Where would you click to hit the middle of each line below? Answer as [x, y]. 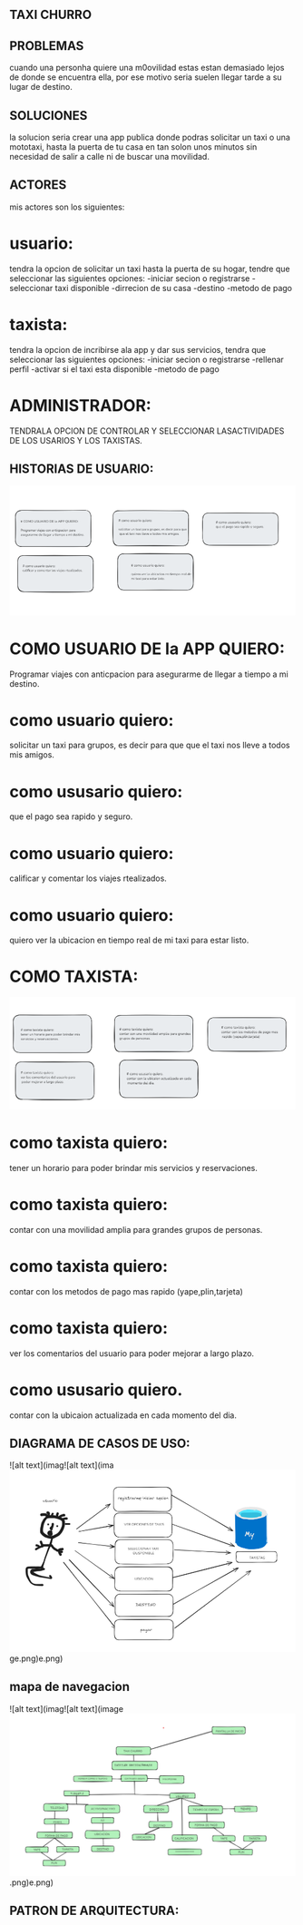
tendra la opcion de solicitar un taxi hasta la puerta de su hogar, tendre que [150, 269]
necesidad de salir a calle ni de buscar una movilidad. [110, 157]
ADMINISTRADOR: [80, 405]
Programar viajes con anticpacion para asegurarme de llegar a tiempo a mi [149, 674]
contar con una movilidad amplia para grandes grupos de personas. [136, 1229]
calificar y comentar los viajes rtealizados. [88, 878]
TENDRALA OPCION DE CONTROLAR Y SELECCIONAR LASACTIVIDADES [147, 431]
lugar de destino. [41, 87]
